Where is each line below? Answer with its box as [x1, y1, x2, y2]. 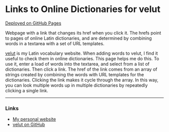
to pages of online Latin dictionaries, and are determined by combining [5, 35, 152, 41]
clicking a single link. [5, 87, 49, 93]
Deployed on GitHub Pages [5, 20, 61, 26]
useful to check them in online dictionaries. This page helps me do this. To [5, 55, 159, 61]
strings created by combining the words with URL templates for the [5, 71, 144, 77]
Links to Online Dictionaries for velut [5, 4, 161, 15]
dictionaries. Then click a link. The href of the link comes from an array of [5, 66, 157, 72]
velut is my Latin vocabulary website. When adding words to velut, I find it [5, 50, 158, 56]
